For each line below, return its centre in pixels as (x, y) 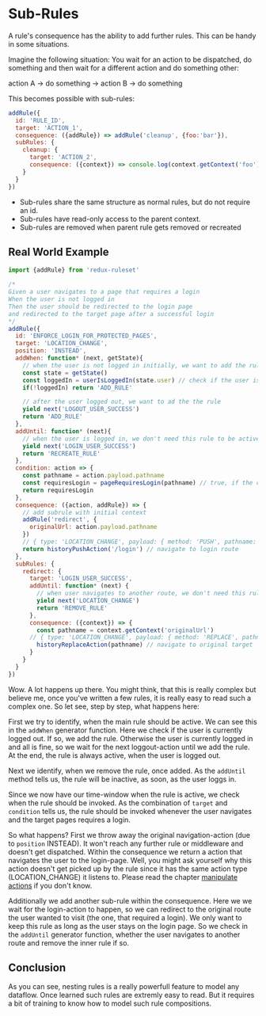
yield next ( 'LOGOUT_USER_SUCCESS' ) (81, 409)
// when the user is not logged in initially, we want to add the (134, 365)
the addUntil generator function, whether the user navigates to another (124, 934)
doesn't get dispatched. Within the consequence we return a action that (125, 851)
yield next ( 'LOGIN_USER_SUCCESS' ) (79, 446)
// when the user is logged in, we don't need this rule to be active (141, 439)
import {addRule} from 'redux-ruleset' (74, 270)
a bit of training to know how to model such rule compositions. (110, 1003)
